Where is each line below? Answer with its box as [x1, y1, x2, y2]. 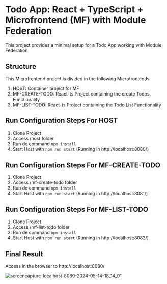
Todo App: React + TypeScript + [5, 4, 144, 15]
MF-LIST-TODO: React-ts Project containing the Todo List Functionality [12, 102, 161, 108]
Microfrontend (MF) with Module [5, 14, 146, 26]
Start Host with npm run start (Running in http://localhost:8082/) [12, 235, 149, 241]
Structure [5, 62, 37, 71]
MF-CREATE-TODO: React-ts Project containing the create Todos [12, 90, 150, 97]
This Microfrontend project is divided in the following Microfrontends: [5, 75, 151, 82]
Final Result [5, 249, 43, 258]
